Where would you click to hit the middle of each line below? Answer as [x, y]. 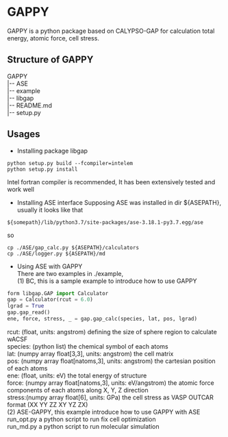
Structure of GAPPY [50, 60]
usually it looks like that [50, 210]
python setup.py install [42, 169]
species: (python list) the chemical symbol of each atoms [88, 346]
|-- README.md [30, 105]
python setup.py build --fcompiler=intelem [70, 163]
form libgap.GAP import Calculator [58, 293]
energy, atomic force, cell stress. [53, 38]
